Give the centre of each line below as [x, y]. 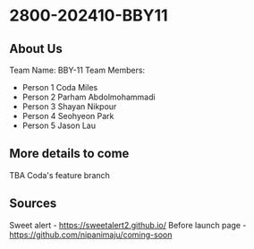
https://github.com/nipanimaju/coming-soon [91, 235]
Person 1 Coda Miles [60, 87]
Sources [33, 204]
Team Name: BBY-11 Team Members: [77, 70]
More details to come [69, 154]
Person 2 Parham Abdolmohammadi [89, 97]
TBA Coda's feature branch [59, 175]
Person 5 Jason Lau [59, 125]
